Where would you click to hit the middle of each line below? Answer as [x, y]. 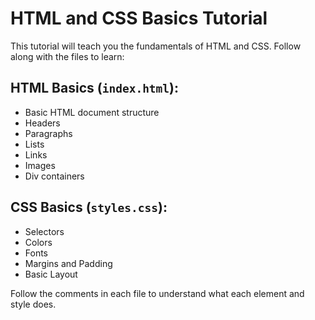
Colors [38, 242]
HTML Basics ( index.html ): [95, 88]
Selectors [44, 231]
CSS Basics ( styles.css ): [89, 207]
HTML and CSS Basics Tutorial [139, 18]
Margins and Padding [68, 263]
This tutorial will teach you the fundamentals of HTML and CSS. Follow [156, 46]
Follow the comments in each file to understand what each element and [157, 293]
